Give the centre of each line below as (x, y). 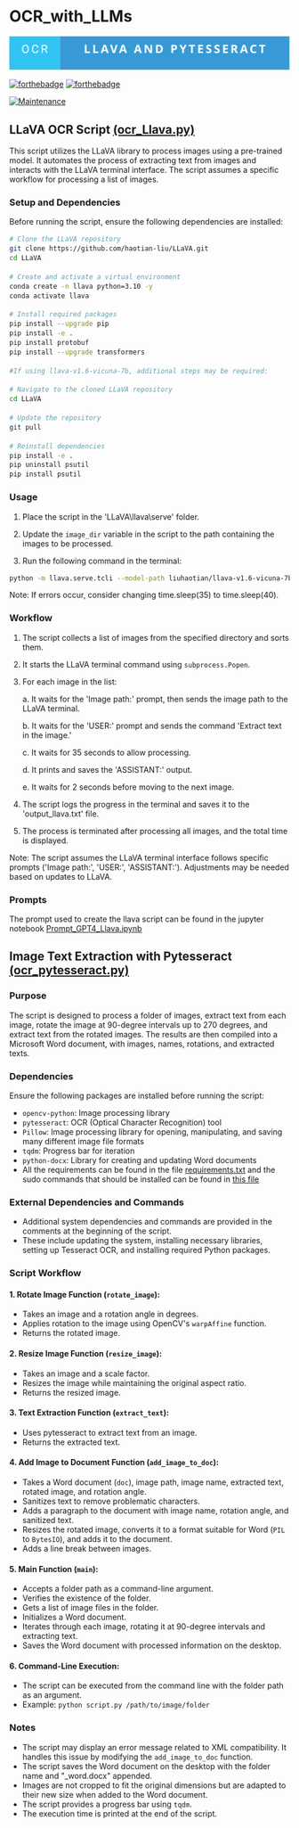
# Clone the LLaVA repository (65, 239)
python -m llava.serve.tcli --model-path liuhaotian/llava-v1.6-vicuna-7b (151, 578)
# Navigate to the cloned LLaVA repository (91, 389)
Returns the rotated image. (71, 1333)
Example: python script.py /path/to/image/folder (116, 1705)
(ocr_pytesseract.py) (69, 970)
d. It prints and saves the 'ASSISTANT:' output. (107, 769)
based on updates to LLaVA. (61, 876)
